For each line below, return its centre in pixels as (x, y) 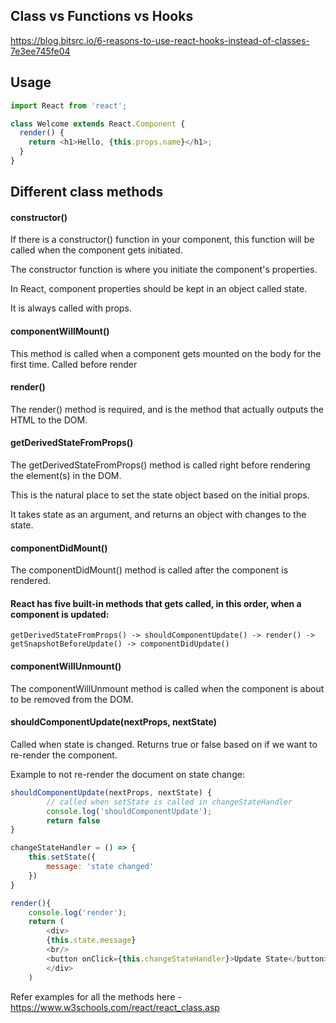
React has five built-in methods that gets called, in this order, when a (156, 603)
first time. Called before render (74, 364)
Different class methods (87, 192)
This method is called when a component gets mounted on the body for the (166, 353)
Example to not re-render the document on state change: (127, 774)
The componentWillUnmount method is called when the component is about (167, 688)
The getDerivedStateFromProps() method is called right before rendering (160, 465)
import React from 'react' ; (69, 105)
